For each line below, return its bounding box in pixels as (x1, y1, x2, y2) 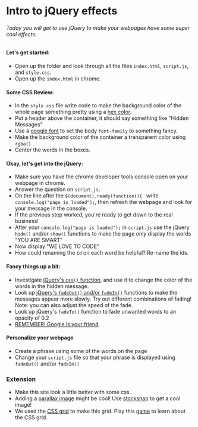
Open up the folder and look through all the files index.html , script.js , (14, 63, 189, 69)
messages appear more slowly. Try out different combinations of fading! (14, 295, 192, 302)
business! (14, 218, 39, 225)
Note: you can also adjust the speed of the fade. (14, 301, 133, 308)
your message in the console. (14, 205, 87, 212)
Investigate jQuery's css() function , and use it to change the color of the (14, 276, 193, 283)
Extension (6, 375, 36, 383)
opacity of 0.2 (14, 314, 49, 321)
